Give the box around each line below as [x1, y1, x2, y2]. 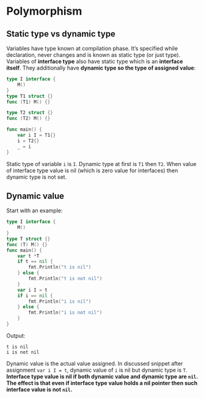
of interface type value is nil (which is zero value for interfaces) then [6, 167, 178, 174]
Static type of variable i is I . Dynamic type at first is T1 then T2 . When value [6, 160, 197, 167]
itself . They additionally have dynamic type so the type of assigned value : [6, 64, 196, 71]
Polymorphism [6, 4, 82, 18]
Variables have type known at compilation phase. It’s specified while [6, 45, 178, 52]
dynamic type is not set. [6, 173, 67, 181]
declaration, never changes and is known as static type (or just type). [6, 51, 181, 59]
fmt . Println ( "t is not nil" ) [28, 276, 103, 282]
